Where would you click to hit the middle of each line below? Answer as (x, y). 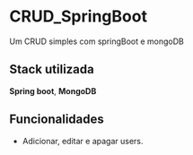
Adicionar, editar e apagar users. (83, 141)
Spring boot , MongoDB (53, 90)
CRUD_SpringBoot (79, 17)
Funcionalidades (57, 120)
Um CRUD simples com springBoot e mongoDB (96, 41)
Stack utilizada (52, 69)
